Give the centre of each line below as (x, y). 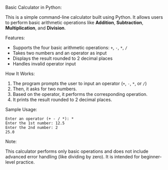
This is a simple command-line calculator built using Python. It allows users (84, 17)
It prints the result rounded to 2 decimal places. (62, 99)
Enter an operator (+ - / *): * (39, 119)
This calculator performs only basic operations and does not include (77, 151)
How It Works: (20, 74)
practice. (25, 162)
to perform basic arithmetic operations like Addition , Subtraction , (74, 23)
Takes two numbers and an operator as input (60, 53)
